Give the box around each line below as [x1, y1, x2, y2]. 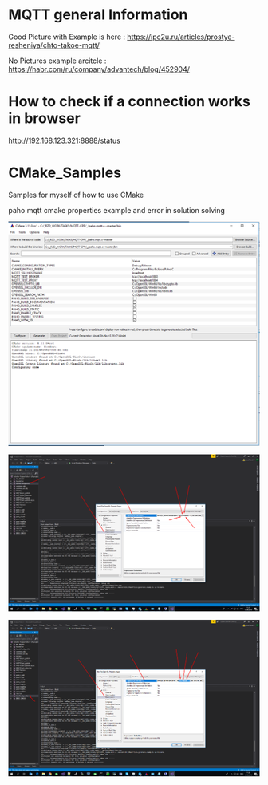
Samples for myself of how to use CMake [8, 190, 144, 199]
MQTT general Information [8, 6, 188, 24]
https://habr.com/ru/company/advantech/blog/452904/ [8, 64, 190, 73]
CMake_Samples [8, 164, 122, 182]
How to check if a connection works [8, 93, 251, 111]
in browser [8, 109, 81, 128]
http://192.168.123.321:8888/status [8, 136, 121, 145]
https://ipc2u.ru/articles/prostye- [127, 32, 235, 41]
